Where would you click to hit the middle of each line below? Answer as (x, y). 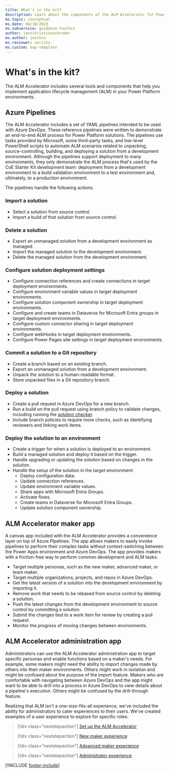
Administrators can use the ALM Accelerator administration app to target (80, 653)
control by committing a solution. (47, 609)
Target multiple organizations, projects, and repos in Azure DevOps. (83, 577)
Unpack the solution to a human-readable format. (64, 374)
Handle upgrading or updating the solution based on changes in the (82, 460)
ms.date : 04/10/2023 (27, 24)
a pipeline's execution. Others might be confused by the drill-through (77, 691)
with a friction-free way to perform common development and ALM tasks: (81, 557)
